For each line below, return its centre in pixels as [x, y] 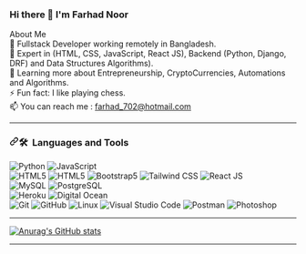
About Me [28, 35]
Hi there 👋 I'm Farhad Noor [69, 15]
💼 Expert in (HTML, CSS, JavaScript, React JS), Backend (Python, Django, [148, 54]
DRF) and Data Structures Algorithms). [82, 64]
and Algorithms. [40, 83]
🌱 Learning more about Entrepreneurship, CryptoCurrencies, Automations [148, 73]
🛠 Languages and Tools [74, 143]
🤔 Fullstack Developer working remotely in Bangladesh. [113, 44]
